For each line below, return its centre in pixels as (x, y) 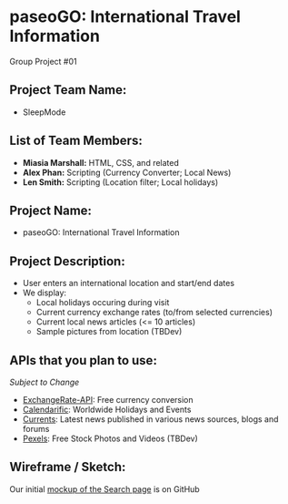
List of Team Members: (76, 141)
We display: (44, 293)
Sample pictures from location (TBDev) (109, 332)
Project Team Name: (68, 90)
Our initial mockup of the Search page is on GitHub (104, 489)
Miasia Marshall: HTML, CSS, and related (101, 162)
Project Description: (67, 261)
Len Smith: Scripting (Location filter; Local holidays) (120, 182)
